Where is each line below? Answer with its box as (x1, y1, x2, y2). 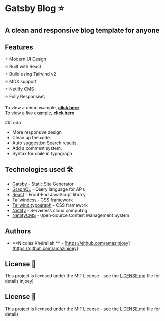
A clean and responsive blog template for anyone (5, 26, 160, 34)
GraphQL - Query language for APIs (12, 186, 85, 192)
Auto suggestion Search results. (12, 140, 78, 146)
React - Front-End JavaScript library (12, 192, 86, 198)
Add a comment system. (12, 145, 62, 151)
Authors (5, 227, 31, 235)
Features (5, 43, 33, 51)
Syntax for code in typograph (12, 151, 73, 157)
